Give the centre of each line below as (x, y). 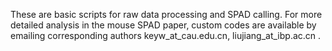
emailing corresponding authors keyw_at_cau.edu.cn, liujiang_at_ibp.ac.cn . (166, 35)
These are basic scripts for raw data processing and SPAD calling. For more (166, 14)
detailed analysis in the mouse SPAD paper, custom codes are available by (163, 25)
